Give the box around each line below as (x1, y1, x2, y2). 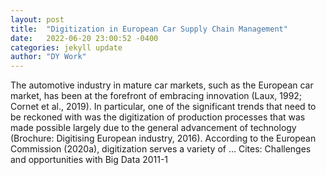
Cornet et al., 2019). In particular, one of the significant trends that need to (10, 101, 317, 113)
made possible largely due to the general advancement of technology (10, 122, 297, 134)
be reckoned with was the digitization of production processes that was (10, 111, 306, 123)
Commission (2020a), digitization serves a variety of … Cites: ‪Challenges (10, 143, 312, 155)
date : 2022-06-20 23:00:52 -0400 (10, 33, 159, 43)
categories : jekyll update (10, 42, 123, 53)
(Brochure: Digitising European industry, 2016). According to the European (10, 132, 317, 145)
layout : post (10, 14, 65, 25)
